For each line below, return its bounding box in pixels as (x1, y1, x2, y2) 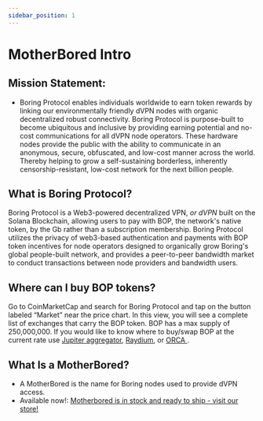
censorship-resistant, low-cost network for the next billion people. (19, 164, 234, 174)
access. (19, 387, 46, 397)
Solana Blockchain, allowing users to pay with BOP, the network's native (8, 216, 242, 226)
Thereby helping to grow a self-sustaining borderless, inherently (19, 156, 228, 165)
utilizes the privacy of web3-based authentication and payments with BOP (8, 233, 249, 242)
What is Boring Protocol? (8, 187, 133, 201)
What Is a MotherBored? (8, 358, 130, 371)
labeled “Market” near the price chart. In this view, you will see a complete (8, 310, 249, 319)
